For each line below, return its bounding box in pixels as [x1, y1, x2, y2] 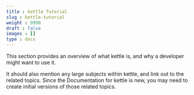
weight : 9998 [6, 20, 42, 26]
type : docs [6, 36, 36, 42]
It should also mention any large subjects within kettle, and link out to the [6, 71, 185, 77]
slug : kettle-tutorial [6, 14, 65, 20]
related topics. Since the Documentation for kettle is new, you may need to [6, 77, 188, 84]
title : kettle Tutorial [6, 8, 68, 15]
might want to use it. [6, 59, 56, 66]
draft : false [6, 25, 42, 31]
